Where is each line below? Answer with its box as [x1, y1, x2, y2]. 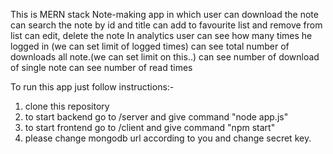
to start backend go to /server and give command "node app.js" [24, 111, 289, 123]
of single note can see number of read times [10, 62, 193, 73]
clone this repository [24, 100, 110, 112]
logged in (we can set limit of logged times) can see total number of [10, 40, 290, 52]
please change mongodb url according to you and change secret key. [24, 132, 312, 144]
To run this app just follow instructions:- [10, 81, 175, 93]
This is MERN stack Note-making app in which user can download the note [10, 9, 319, 20]
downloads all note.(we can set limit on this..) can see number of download [10, 51, 320, 63]
